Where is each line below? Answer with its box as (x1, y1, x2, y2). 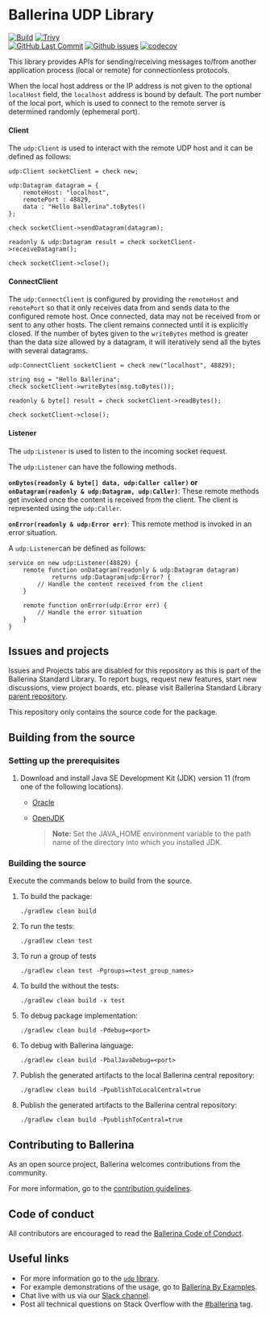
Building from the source (8, 730, 135, 745)
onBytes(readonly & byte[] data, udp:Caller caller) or (8, 477, 198, 487)
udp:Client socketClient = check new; (8, 167, 139, 175)
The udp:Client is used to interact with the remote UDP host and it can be (8, 143, 254, 153)
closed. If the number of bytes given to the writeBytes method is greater (8, 329, 249, 339)
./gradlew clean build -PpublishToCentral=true (19, 1116, 183, 1125)
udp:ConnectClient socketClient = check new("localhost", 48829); (8, 361, 236, 369)
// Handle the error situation (37, 608, 143, 616)
